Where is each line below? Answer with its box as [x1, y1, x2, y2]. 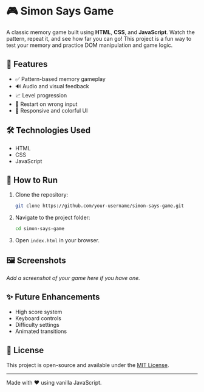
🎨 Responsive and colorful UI [15, 107, 88, 114]
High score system [15, 308, 63, 315]
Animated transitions [15, 327, 67, 335]
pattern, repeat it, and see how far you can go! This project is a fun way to [6, 35, 192, 42]
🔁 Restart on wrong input [15, 100, 78, 108]
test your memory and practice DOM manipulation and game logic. [6, 41, 173, 49]
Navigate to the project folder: [15, 214, 90, 222]
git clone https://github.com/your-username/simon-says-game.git [15, 203, 184, 209]
